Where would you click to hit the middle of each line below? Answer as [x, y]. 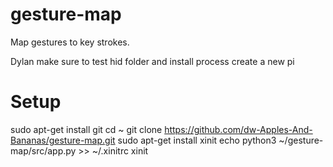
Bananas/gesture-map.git [63, 140]
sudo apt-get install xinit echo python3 [197, 140]
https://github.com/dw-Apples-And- [238, 129]
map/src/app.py [43, 150]
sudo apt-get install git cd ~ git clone [86, 129]
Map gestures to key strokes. [70, 42]
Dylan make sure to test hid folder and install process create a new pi [152, 61]
